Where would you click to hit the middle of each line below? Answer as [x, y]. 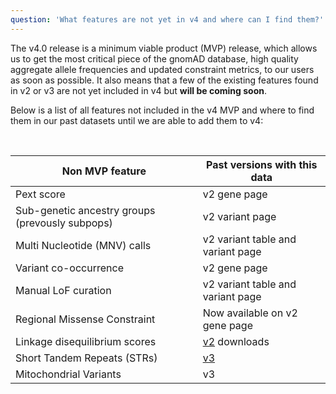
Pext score [40, 194]
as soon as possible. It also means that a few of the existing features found [164, 80]
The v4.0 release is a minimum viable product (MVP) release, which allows [164, 48]
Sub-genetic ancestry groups [85, 210]
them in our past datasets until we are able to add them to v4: [137, 120]
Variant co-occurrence [69, 268]
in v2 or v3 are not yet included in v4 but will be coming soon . [138, 90]
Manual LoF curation [63, 290]
